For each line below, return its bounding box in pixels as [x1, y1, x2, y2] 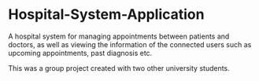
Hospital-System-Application [8, 6, 205, 24]
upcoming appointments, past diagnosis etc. [8, 48, 153, 57]
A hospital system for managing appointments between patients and [8, 31, 230, 41]
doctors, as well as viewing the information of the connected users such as [8, 39, 252, 49]
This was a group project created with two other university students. [8, 63, 230, 72]
